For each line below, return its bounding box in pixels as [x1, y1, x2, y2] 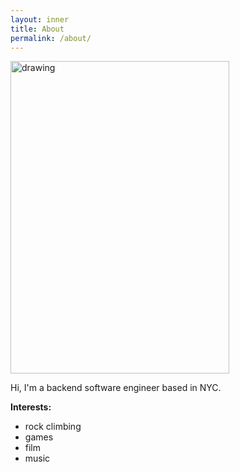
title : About [10, 24, 65, 34]
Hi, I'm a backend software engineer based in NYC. [10, 382, 222, 394]
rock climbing [24, 421, 82, 433]
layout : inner [10, 14, 70, 25]
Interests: [10, 401, 52, 413]
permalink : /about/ [10, 33, 92, 43]
